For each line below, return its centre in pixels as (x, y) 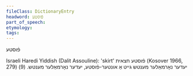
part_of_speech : (26, 22)
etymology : (19, 28)
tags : (13, 33)
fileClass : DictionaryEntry (40, 11)
